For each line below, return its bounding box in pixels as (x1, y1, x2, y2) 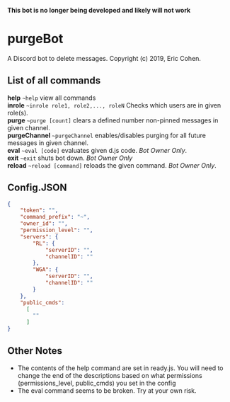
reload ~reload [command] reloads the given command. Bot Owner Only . (7, 161, 217, 169)
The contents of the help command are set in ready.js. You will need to (17, 364, 224, 372)
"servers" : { (20, 233, 59, 240)
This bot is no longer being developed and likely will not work (7, 6, 191, 14)
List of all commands (7, 74, 101, 87)
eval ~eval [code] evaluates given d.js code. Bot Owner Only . (7, 146, 188, 154)
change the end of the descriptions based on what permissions (17, 371, 203, 379)
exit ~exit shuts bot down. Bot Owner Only (7, 154, 133, 162)
